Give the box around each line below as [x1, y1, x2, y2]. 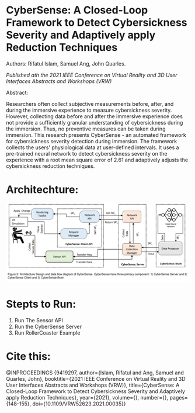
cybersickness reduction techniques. [6, 162, 95, 170]
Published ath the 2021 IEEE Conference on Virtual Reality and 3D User [6, 71, 177, 78]
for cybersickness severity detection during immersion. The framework [6, 137, 177, 144]
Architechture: [6, 183, 79, 197]
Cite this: [6, 350, 51, 363]
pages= [169, 394, 189, 401]
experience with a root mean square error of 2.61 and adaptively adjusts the [6, 156, 189, 163]
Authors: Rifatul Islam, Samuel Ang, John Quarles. [6, 60, 126, 67]
